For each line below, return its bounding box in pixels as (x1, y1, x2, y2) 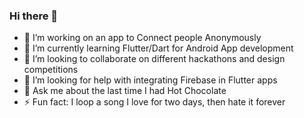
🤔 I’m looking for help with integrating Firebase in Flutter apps (23, 74, 278, 86)
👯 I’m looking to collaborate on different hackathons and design (23, 53, 286, 65)
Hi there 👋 (9, 9, 59, 23)
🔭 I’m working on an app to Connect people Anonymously (23, 32, 262, 44)
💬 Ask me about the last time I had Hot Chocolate (23, 85, 227, 97)
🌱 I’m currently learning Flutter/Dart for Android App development (23, 42, 294, 54)
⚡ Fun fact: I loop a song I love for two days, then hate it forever (23, 96, 286, 108)
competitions (23, 64, 79, 76)
